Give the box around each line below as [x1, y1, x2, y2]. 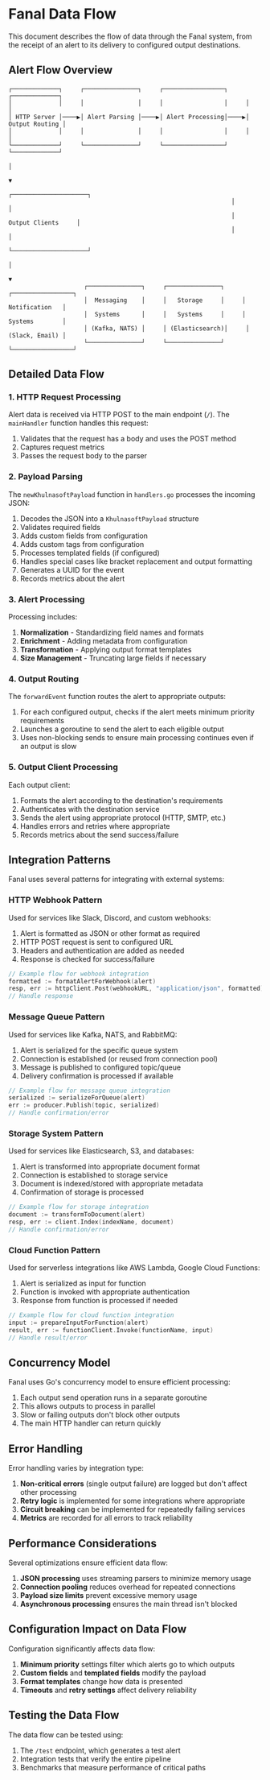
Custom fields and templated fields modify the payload [19, 1668, 207, 1678]
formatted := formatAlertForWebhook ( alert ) [8, 977, 157, 985]
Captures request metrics [19, 442, 105, 452]
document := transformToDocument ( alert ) [8, 1211, 146, 1219]
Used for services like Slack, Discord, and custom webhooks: [8, 913, 211, 922]
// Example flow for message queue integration [8, 1087, 171, 1095]
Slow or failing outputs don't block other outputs [19, 1410, 181, 1420]
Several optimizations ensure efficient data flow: [8, 1558, 169, 1567]
